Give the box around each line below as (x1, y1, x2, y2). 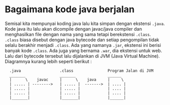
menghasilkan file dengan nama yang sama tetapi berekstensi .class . (5, 31, 151, 37)
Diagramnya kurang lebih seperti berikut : (5, 58, 92, 64)
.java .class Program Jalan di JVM (9, 68, 154, 73)
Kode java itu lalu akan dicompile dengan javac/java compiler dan (5, 25, 142, 32)
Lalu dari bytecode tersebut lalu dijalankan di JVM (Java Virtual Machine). (5, 52, 160, 59)
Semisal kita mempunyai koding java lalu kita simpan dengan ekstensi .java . (5, 20, 165, 27)
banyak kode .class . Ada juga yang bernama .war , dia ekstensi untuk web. (5, 47, 162, 54)
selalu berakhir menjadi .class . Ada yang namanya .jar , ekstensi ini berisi (5, 42, 161, 48)
